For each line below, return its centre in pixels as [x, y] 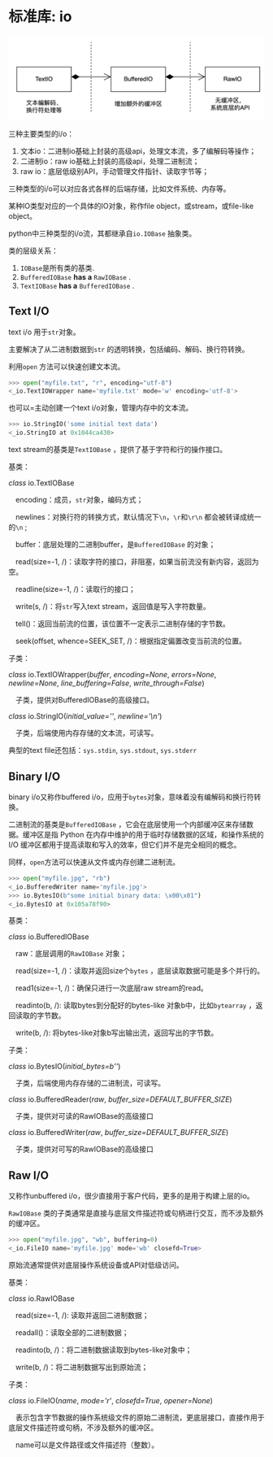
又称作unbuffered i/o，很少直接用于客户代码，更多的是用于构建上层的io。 [131, 1196]
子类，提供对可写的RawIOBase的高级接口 [85, 1149]
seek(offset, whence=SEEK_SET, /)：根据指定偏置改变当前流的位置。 [131, 641]
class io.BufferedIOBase [49, 937]
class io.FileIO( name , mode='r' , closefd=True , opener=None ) [111, 1400]
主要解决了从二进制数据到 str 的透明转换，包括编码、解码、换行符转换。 [129, 349]
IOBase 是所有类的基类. [57, 267]
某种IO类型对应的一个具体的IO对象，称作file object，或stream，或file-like [131, 206]
